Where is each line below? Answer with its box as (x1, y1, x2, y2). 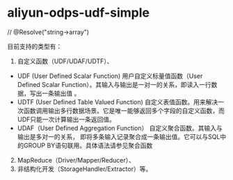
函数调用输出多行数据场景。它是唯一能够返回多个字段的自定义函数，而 (23, 106, 225, 115)
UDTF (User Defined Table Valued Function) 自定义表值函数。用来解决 (17, 97, 218, 106)
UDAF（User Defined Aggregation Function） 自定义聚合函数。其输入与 (17, 124, 223, 132)
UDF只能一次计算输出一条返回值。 (17, 115, 116, 123)
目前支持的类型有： (7, 42, 63, 50)
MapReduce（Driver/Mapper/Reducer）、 (17, 156, 136, 164)
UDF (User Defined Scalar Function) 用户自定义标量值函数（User (17, 72, 203, 80)
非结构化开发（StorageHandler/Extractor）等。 (17, 165, 152, 173)
